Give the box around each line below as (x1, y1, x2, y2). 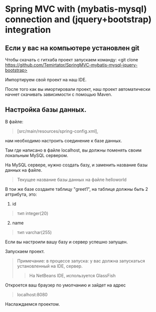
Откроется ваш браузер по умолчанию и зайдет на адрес (5, 282, 126, 288)
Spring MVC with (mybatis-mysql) (5, 3, 147, 15)
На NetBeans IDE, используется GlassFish (29, 272, 116, 278)
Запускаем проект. (5, 248, 45, 254)
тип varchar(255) (17, 229, 52, 235)
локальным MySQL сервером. (5, 152, 68, 158)
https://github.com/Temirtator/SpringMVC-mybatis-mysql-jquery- (5, 62, 138, 68)
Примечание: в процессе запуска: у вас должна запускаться (17, 258, 145, 263)
